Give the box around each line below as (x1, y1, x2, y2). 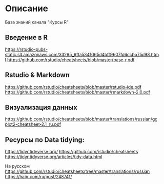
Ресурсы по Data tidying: (5, 136, 84, 144)
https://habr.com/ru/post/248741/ (5, 174, 72, 180)
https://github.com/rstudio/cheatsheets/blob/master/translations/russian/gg (5, 116, 158, 122)
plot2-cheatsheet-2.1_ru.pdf (5, 121, 61, 127)
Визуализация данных (5, 103, 78, 112)
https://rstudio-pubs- (5, 46, 48, 52)
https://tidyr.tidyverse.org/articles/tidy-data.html (5, 154, 102, 160)
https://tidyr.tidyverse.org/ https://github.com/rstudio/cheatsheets (5, 149, 138, 155)
